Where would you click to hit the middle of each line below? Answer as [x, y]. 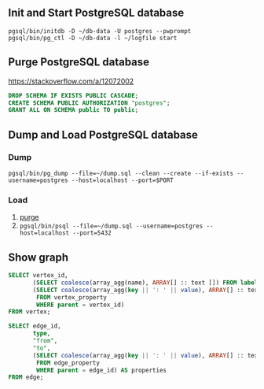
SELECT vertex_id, [38, 276]
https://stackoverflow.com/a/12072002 [71, 81]
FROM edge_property [68, 363]
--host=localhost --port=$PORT [123, 180]
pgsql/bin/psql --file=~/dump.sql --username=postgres [111, 226]
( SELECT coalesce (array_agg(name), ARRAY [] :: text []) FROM [135, 283]
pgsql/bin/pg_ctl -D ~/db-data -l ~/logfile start [93, 38]
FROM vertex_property [72, 297]
